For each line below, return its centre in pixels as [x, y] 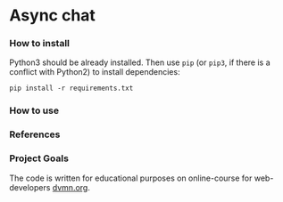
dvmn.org [70, 187]
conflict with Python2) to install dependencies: [95, 72]
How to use [34, 110]
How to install [39, 44]
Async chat [53, 16]
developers [30, 187]
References [35, 134]
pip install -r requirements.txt [71, 89]
